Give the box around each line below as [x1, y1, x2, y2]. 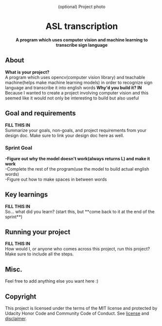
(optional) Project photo [58, 4, 106, 9]
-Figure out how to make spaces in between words [5, 176, 107, 182]
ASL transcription [45, 21, 118, 32]
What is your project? [5, 69, 50, 75]
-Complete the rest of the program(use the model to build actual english [5, 166, 149, 172]
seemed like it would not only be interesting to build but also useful [5, 95, 139, 101]
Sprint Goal [5, 145, 33, 152]
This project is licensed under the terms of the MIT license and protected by [5, 306, 158, 311]
